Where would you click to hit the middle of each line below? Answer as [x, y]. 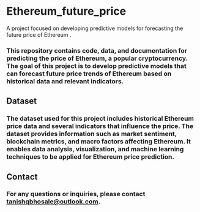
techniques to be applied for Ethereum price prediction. [91, 157]
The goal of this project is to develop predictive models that [96, 66]
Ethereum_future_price [66, 11]
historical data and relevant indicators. [65, 81]
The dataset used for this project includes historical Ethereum [100, 119]
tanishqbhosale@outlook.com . [54, 202]
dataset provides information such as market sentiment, [92, 134]
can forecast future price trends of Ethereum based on [89, 74]
